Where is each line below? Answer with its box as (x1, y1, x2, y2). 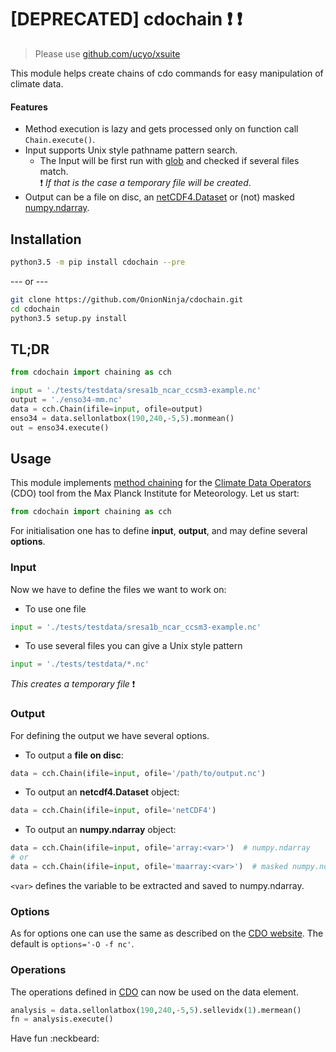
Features (10, 101, 48, 113)
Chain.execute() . (24, 134, 96, 146)
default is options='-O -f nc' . (10, 938, 135, 950)
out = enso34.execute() (10, 422, 110, 433)
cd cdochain (10, 304, 60, 314)
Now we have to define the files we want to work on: (10, 583, 227, 595)
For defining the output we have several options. (10, 729, 210, 741)
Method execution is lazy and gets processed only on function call (24, 123, 299, 135)
